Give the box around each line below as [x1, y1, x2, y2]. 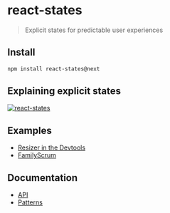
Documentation [7, 172, 78, 184]
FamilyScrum [17, 151, 57, 160]
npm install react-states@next [7, 65, 100, 73]
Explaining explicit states [7, 85, 121, 98]
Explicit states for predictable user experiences [24, 26, 164, 34]
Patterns [17, 198, 43, 207]
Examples [7, 124, 52, 137]
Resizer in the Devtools [17, 143, 86, 152]
